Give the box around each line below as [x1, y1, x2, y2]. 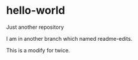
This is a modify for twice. [6, 46, 70, 54]
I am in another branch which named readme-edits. [6, 35, 133, 42]
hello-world [6, 4, 66, 17]
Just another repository [6, 23, 65, 31]
